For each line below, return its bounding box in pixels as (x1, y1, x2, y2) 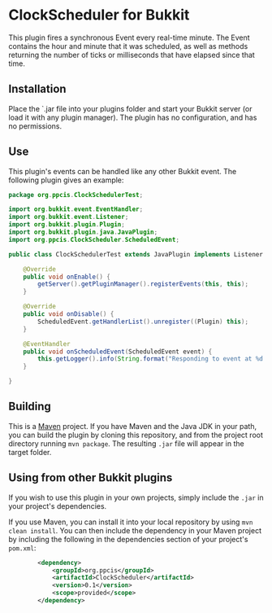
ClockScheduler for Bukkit (8, 6, 190, 24)
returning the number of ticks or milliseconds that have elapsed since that (8, 50, 256, 59)
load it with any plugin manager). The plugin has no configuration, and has (8, 112, 257, 122)
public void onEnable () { (23, 273, 111, 281)
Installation (8, 82, 67, 96)
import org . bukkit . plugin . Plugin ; (8, 221, 126, 229)
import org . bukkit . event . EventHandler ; (8, 205, 144, 213)
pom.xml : (8, 543, 37, 553)
